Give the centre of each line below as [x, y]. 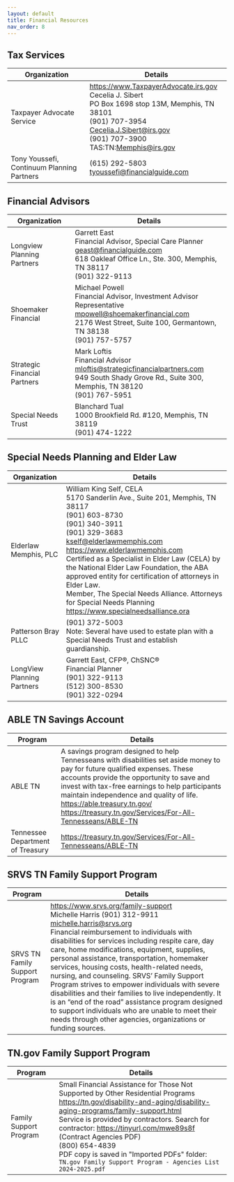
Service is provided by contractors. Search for [134, 1120]
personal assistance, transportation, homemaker [129, 958]
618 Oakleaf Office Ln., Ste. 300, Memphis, [146, 259]
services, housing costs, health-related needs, [126, 967]
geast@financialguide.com [118, 250]
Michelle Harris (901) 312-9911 [104, 914]
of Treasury [30, 849]
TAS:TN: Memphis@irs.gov [132, 147]
